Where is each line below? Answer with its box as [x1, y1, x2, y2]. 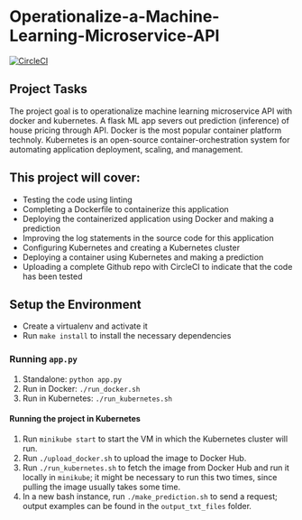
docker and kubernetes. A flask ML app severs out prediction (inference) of [9, 115, 290, 125]
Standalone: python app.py [22, 373, 123, 385]
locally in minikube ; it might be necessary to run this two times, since [22, 471, 278, 482]
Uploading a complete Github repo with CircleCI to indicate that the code [22, 261, 293, 272]
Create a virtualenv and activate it [22, 320, 149, 331]
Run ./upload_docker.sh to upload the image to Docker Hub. [22, 452, 247, 463]
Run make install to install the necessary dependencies [22, 330, 232, 341]
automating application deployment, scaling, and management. [9, 144, 243, 154]
